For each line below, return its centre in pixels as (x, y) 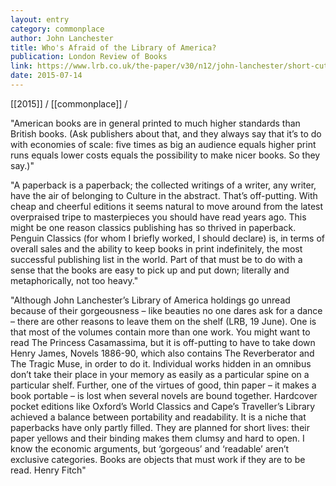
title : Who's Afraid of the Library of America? (113, 47)
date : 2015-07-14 (46, 76)
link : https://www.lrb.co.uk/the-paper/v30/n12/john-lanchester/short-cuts (171, 66)
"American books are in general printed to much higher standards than (155, 123)
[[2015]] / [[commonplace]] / (69, 103)
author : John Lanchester (62, 38)
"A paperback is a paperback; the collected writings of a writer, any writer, (163, 185)
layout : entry (40, 19)
